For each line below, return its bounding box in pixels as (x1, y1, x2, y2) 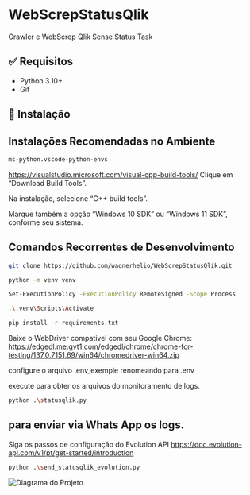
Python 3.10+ (19, 75, 63, 85)
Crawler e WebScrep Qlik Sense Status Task (8, 32, 153, 41)
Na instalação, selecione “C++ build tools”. (8, 193, 148, 203)
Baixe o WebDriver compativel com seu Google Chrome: (8, 334, 193, 343)
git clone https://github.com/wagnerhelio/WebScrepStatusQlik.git (8, 261, 233, 269)
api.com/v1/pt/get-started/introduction (8, 447, 134, 458)
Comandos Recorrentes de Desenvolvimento (8, 241, 235, 254)
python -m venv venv (8, 276, 77, 284)
